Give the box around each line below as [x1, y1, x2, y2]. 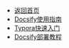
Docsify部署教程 [14, 32, 63, 41]
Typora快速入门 [14, 24, 60, 32]
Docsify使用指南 [14, 15, 63, 23]
